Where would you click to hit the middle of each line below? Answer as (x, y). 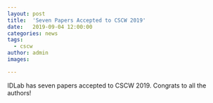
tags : (15, 40)
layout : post (26, 14)
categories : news (33, 33)
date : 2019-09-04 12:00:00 (50, 27)
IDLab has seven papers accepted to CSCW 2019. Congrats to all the (107, 85)
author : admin (28, 53)
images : (19, 60)
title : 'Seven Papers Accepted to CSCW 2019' (77, 20)
